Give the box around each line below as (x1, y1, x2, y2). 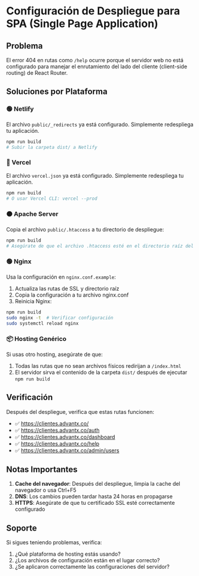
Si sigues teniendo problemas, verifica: (6, 539, 102, 546)
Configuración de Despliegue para (6, 4, 180, 18)
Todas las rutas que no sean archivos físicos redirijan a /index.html (14, 362, 182, 369)
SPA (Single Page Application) (6, 17, 158, 31)
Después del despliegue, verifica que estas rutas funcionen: (6, 408, 154, 415)
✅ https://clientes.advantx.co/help (14, 440, 100, 447)
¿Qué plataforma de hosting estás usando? (14, 550, 121, 557)
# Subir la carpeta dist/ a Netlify (6, 144, 97, 150)
